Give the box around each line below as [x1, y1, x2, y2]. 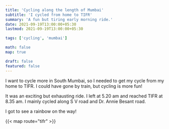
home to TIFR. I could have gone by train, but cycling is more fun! [5, 83, 143, 89]
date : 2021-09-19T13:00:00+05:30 [5, 21, 77, 27]
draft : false [5, 59, 33, 64]
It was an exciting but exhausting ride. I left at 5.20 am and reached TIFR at [5, 93, 163, 99]
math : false [5, 45, 31, 50]
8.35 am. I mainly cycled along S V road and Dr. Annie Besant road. [5, 98, 147, 105]
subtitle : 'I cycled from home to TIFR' [5, 12, 93, 17]
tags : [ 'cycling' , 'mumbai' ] [5, 36, 67, 41]
